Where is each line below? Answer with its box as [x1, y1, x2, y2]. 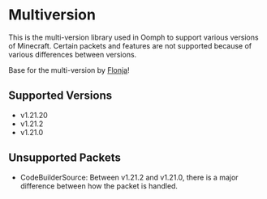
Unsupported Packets [8, 151, 122, 165]
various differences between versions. [8, 49, 137, 59]
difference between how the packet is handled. [19, 180, 179, 191]
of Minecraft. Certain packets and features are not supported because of [8, 40, 252, 50]
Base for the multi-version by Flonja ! [8, 65, 130, 74]
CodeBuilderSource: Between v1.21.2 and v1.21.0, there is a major [19, 172, 239, 182]
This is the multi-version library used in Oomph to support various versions [8, 32, 259, 42]
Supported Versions [8, 89, 112, 103]
